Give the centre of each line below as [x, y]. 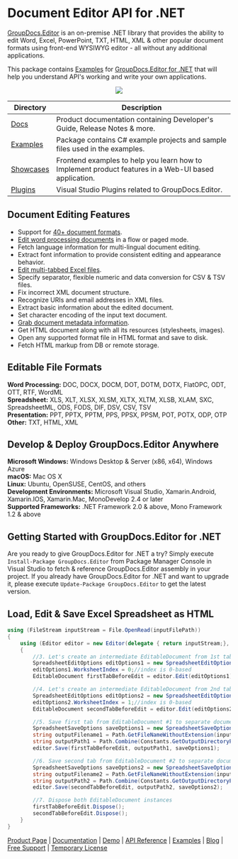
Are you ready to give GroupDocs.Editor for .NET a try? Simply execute [111, 554]
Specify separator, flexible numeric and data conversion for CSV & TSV [121, 277]
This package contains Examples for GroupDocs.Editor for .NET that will [112, 69]
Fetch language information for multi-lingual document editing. [109, 247]
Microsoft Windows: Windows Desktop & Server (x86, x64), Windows [110, 461]
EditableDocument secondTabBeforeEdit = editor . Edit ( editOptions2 [133, 709]
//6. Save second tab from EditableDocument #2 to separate [123, 761]
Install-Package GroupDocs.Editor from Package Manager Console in [110, 562]
